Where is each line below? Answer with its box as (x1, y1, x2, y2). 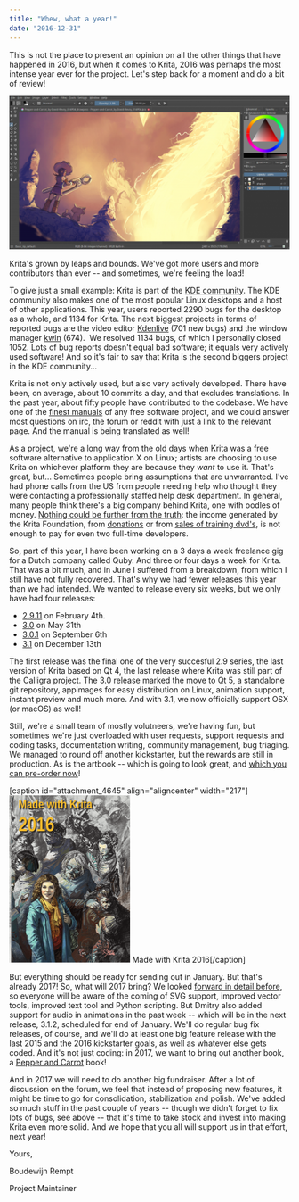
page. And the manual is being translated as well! (9, 425, 190, 436)
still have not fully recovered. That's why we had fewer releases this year (9, 574, 277, 584)
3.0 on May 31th (21, 619, 82, 630)
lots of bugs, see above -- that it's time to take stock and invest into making (9, 1112, 287, 1123)
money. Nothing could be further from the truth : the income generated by (9, 509, 279, 519)
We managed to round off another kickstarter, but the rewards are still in (9, 749, 274, 759)
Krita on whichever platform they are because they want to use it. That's (9, 461, 274, 472)
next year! (9, 1131, 46, 1141)
